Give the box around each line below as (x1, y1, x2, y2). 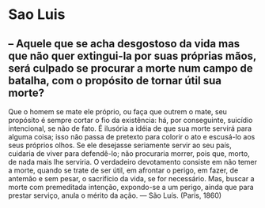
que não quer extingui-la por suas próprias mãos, (8, 49, 257, 62)
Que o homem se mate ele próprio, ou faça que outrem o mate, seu (8, 107, 228, 116)
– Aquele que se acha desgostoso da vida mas (8, 37, 240, 50)
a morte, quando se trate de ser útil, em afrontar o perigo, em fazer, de (8, 165, 239, 175)
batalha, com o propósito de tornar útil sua (8, 73, 221, 87)
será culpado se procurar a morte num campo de (8, 61, 253, 75)
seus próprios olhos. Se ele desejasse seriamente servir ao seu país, (8, 140, 232, 150)
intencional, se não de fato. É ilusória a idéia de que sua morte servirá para (8, 124, 252, 133)
